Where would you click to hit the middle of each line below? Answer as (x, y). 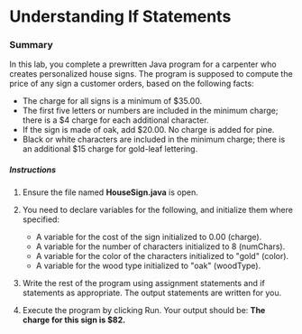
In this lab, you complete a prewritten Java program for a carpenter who (143, 64)
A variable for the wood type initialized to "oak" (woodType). (148, 266)
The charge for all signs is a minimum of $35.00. (112, 101)
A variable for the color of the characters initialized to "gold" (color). (162, 256)
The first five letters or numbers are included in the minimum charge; (150, 111)
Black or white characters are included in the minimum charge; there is (154, 139)
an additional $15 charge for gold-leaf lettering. (110, 149)
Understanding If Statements (120, 17)
